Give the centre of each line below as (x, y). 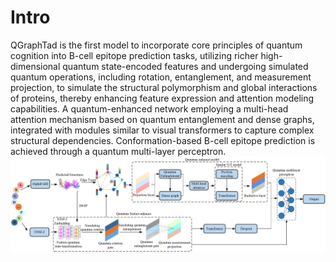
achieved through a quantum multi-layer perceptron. (118, 151)
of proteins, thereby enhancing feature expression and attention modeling (162, 98)
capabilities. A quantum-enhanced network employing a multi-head (149, 108)
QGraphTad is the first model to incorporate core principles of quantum (156, 45)
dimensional (35, 66)
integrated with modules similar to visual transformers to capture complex (162, 130)
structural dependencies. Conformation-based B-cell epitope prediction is (163, 140)
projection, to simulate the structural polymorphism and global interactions (164, 87)
